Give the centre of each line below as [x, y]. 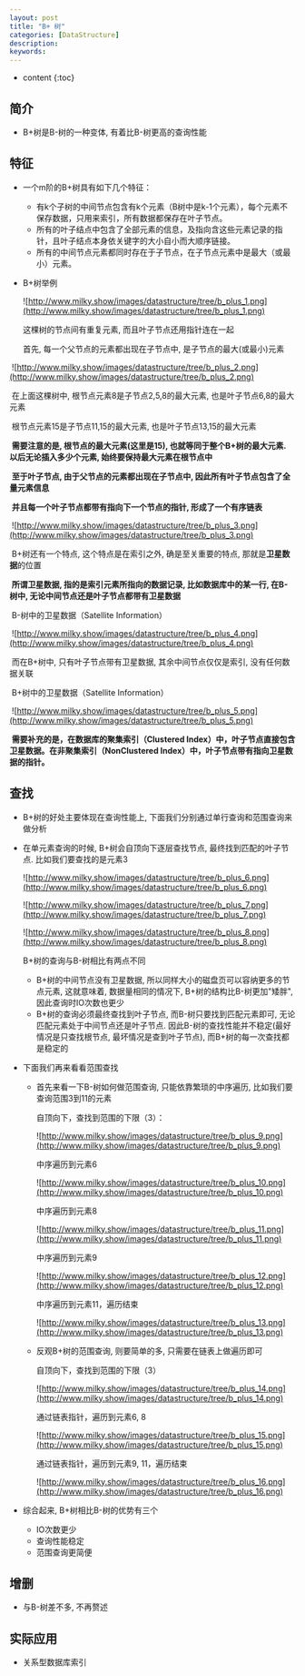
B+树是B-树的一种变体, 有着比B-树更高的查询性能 [114, 132]
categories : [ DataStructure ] [64, 35]
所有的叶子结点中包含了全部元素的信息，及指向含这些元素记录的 [155, 229]
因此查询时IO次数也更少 [80, 1002]
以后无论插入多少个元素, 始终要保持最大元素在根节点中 [111, 457]
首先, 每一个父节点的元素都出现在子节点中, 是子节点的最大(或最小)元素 [153, 349]
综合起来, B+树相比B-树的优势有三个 [90, 1510]
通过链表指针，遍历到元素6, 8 [91, 1417]
